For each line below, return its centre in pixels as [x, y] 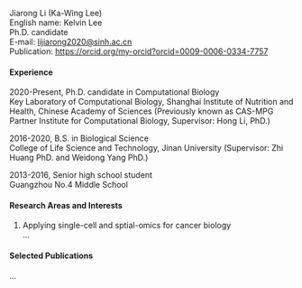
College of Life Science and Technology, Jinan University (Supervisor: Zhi [146, 148]
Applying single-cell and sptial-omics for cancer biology [127, 226]
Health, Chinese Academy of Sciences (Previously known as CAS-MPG [142, 111]
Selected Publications [51, 255]
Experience [31, 72]
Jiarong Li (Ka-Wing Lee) [55, 13]
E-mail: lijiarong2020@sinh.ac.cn [71, 42]
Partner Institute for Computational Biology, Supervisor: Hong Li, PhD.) [140, 121]
